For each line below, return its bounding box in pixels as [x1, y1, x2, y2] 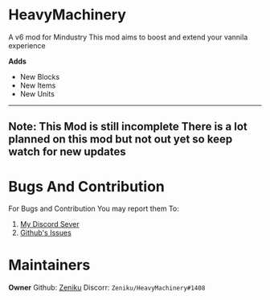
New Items [19, 80, 56, 90]
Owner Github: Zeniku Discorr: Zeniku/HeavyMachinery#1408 [8, 283, 206, 293]
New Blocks [19, 72, 60, 81]
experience [8, 40, 46, 50]
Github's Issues [19, 228, 72, 238]
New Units [19, 88, 55, 98]
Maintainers [8, 256, 91, 274]
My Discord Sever [19, 220, 80, 229]
